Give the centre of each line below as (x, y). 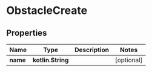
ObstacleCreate (47, 11)
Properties (27, 33)
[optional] (129, 60)
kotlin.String (51, 60)
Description (92, 50)
